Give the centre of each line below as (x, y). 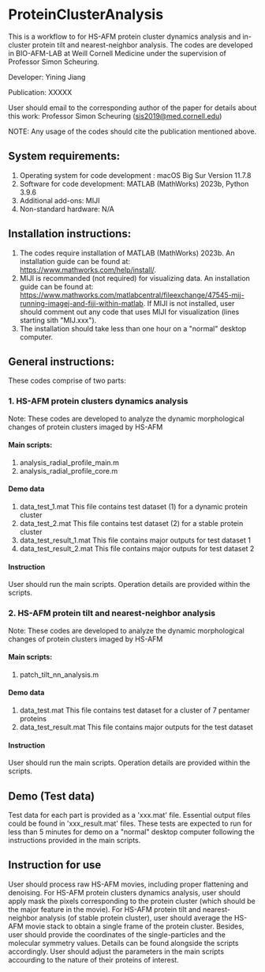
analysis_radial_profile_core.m (69, 471)
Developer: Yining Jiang (47, 77)
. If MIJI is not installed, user (189, 303)
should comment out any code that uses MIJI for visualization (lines (129, 312)
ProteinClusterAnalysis (86, 15)
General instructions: (62, 361)
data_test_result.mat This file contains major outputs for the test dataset (136, 727)
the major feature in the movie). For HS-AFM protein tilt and (105, 909)
